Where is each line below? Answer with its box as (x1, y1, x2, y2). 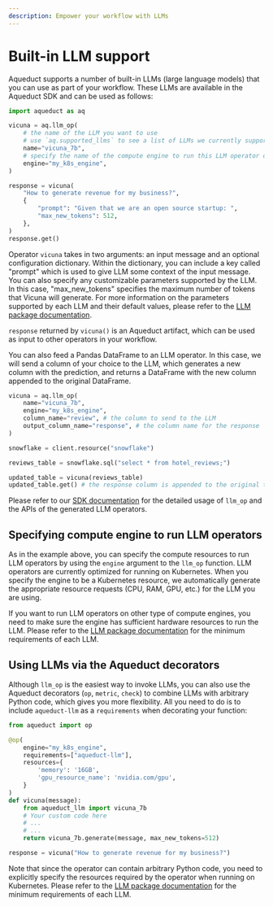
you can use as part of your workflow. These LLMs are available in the (8, 82, 244, 92)
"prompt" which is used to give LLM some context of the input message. (8, 266, 251, 277)
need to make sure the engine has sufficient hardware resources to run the (8, 617, 259, 627)
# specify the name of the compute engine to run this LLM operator (23, 151, 260, 159)
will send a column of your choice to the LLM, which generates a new (8, 359, 241, 368)
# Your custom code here (23, 811, 107, 820)
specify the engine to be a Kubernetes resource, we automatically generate (8, 575, 261, 586)
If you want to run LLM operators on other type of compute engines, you (8, 608, 251, 618)
